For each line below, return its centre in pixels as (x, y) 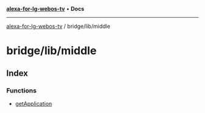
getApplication (34, 103)
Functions (21, 91)
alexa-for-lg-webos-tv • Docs (45, 9)
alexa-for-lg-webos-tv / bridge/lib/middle (59, 26)
